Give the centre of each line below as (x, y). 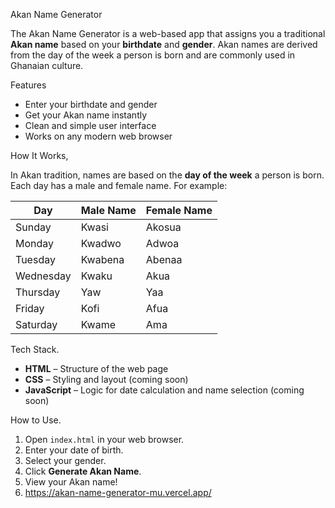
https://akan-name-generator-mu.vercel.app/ (118, 492)
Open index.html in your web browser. (104, 439)
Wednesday (43, 276)
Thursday (38, 292)
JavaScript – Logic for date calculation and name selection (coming (164, 390)
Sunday (33, 227)
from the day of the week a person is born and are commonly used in (153, 55)
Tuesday (35, 259)
